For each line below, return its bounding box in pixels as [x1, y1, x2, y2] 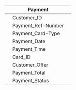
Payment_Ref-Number [12, 22, 64, 29]
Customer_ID [12, 15, 42, 21]
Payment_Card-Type [12, 30, 60, 37]
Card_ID [12, 54, 30, 60]
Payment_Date [12, 38, 46, 45]
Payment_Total [12, 70, 46, 76]
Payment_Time [12, 46, 46, 52]
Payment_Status [12, 77, 49, 84]
